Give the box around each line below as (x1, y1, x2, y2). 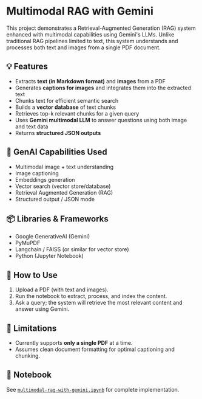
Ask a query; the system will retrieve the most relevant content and (15, 299, 183, 307)
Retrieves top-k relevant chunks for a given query (15, 109, 140, 117)
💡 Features (6, 61, 49, 72)
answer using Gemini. (15, 305, 70, 313)
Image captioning (15, 169, 59, 177)
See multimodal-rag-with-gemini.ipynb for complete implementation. (6, 386, 180, 393)
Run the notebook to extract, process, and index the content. (15, 293, 167, 300)
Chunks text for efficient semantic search (15, 97, 119, 104)
